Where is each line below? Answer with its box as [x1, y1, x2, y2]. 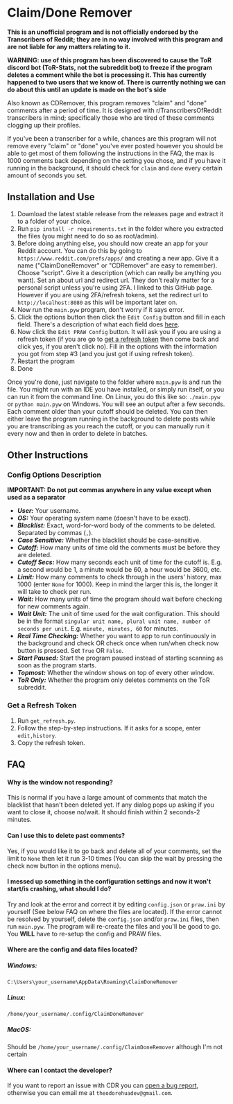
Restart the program [17, 357, 75, 365]
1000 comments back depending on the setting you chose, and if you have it [7, 156, 226, 164]
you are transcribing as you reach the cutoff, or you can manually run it [7, 421, 210, 430]
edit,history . [17, 731, 57, 739]
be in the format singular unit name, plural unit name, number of [17, 617, 211, 625]
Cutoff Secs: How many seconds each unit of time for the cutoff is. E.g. [17, 558, 223, 566]
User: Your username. [17, 507, 81, 515]
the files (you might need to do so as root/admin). [17, 231, 159, 240]
